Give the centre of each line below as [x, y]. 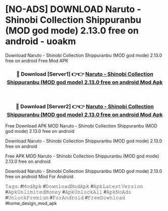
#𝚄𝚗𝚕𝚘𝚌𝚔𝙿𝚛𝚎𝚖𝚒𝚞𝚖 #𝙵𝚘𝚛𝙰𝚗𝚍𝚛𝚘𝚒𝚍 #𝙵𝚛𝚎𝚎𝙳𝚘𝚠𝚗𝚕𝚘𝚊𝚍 [65, 197]
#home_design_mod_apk [31, 203]
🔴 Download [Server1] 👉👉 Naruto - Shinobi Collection [85, 74]
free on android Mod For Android [39, 176]
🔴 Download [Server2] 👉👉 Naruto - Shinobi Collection [85, 107]
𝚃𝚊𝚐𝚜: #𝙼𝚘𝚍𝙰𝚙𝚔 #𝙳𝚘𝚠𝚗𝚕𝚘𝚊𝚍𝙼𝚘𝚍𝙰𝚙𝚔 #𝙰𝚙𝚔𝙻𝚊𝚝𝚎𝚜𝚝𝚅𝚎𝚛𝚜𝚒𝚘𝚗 [74, 186]
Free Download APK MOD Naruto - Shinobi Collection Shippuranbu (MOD [81, 126]
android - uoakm [41, 42]
